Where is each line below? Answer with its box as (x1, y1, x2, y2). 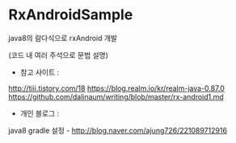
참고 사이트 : (19, 67, 60, 77)
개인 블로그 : (19, 108, 60, 118)
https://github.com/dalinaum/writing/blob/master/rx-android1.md (8, 92, 224, 101)
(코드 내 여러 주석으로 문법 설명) (8, 50, 109, 59)
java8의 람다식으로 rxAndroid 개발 (8, 33, 118, 43)
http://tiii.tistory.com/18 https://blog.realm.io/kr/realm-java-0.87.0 (8, 83, 225, 93)
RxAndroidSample (8, 6, 133, 24)
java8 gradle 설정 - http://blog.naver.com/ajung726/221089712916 (8, 125, 228, 135)
